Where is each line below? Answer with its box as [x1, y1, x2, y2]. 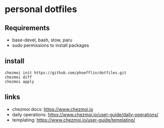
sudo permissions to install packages [12, 42, 89, 48]
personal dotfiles [5, 4, 77, 15]
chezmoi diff [5, 75, 32, 80]
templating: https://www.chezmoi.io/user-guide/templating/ [12, 117, 135, 123]
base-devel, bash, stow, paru [12, 37, 72, 43]
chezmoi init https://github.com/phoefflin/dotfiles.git [5, 70, 127, 75]
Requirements [5, 24, 50, 32]
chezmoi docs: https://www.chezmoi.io [12, 106, 94, 112]
